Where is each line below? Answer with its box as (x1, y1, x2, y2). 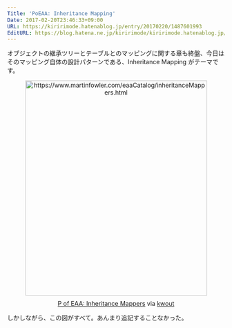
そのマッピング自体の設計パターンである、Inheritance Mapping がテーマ (7, 58, 213, 66)
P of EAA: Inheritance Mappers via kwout (57, 300, 175, 308)
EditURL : (7, 29, 32, 37)
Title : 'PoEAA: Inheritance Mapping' (7, 10, 116, 17)
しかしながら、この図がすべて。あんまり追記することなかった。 (7, 313, 188, 322)
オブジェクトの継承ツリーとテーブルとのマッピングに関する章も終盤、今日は (7, 49, 225, 57)
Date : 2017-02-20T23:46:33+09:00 (7, 17, 104, 23)
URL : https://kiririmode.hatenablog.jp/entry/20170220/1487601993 (7, 23, 202, 30)
